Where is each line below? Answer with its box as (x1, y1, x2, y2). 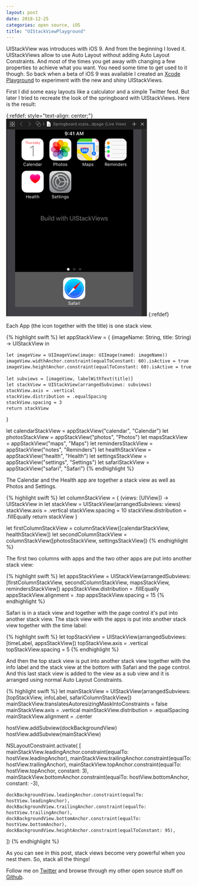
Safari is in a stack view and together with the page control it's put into (6, 610, 178, 617)
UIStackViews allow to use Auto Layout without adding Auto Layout (6, 51, 170, 59)
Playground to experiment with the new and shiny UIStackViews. (6, 77, 164, 84)
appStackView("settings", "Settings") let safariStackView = (6, 459, 150, 466)
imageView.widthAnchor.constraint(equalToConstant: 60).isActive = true (6, 358, 189, 364)
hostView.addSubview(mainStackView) (6, 731, 102, 738)
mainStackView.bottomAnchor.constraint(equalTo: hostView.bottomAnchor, (6, 774, 190, 781)
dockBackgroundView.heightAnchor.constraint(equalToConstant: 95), (6, 827, 176, 834)
